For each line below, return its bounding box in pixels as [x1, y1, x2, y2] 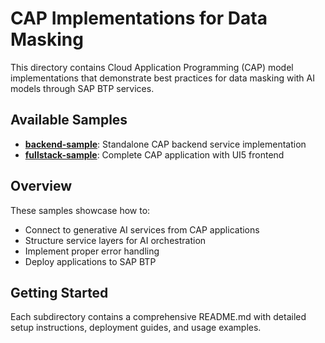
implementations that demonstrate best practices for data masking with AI [10, 72, 315, 84]
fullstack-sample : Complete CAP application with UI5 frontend [24, 148, 285, 161]
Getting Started [10, 284, 109, 301]
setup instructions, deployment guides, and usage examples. [10, 322, 262, 334]
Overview [10, 178, 73, 195]
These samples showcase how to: [10, 204, 151, 216]
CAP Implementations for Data [10, 7, 268, 30]
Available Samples [10, 112, 128, 129]
